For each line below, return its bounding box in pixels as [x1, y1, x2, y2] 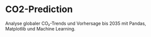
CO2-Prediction [5, 4, 73, 15]
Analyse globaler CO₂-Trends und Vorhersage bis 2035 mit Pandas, [5, 20, 146, 26]
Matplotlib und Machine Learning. [5, 25, 76, 31]
